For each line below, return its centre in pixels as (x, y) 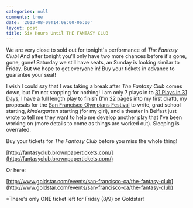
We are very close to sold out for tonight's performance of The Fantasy (92, 50)
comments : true (25, 17)
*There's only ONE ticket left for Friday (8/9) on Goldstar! (75, 199)
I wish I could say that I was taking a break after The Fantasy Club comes (94, 86)
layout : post (22, 28)
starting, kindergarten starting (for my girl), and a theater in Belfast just (92, 111)
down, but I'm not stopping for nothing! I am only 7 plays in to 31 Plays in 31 (96, 93)
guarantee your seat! (31, 75)
